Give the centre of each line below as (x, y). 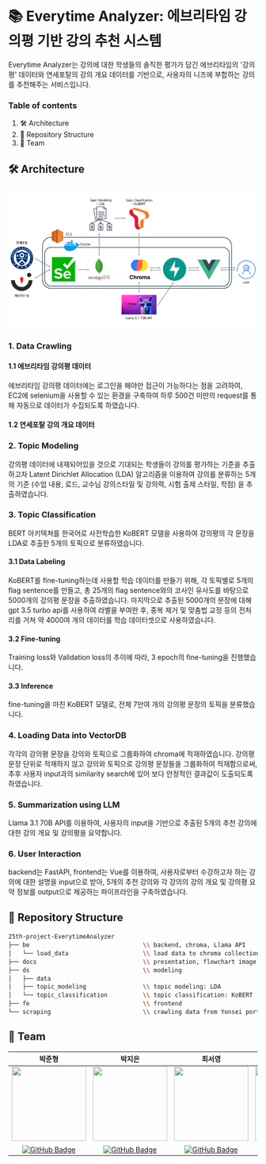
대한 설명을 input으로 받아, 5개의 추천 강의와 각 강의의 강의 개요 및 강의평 (135, 882)
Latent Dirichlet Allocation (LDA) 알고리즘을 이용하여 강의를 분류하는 (136, 474)
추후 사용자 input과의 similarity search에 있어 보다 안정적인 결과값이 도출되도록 (131, 774)
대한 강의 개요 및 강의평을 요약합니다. (65, 833)
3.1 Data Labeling (37, 562)
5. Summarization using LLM (64, 805)
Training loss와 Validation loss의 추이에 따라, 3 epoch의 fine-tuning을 (119, 657)
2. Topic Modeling (44, 446)
